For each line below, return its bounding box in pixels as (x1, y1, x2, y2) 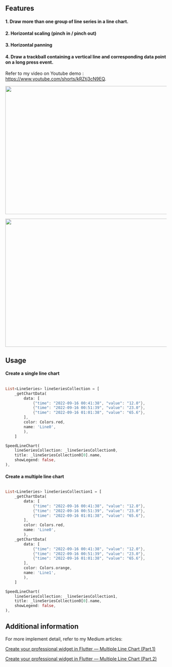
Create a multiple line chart (5, 473, 64, 479)
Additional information (5, 622, 79, 631)
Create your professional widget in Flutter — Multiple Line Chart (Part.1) (5, 645, 156, 652)
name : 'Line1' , (24, 570, 56, 576)
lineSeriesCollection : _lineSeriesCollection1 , (14, 594, 118, 599)
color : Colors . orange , (24, 565, 72, 571)
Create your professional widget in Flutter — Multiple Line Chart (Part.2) (5, 656, 157, 662)
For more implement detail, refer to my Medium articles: (5, 636, 123, 642)
